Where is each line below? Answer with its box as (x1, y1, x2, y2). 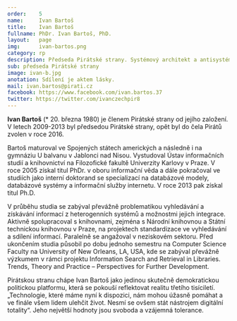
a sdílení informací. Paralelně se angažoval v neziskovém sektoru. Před (7, 232, 214, 241)
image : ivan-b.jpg (7, 69, 61, 76)
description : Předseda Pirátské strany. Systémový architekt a (7, 56, 197, 63)
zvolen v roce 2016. (7, 130, 65, 138)
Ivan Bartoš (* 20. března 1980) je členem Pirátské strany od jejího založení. (7, 115, 229, 123)
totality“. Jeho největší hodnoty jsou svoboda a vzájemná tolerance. (7, 306, 205, 314)
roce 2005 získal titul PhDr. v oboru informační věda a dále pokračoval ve (7, 166, 221, 174)
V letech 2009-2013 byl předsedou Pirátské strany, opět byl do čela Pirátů (7, 123, 222, 131)
